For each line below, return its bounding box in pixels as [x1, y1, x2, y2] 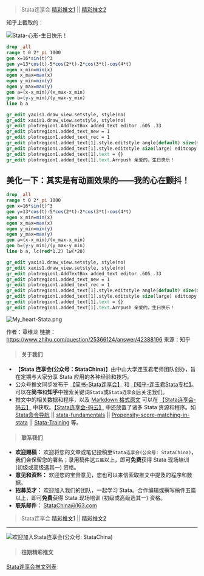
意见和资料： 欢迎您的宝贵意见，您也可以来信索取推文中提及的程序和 [15, 471, 187, 479]
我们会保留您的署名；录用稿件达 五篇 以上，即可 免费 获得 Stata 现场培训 [15, 456, 189, 463]
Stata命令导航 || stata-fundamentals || [15, 411, 110, 419]
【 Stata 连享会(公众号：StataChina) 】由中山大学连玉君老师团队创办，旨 [15, 365, 196, 373]
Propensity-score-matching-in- [111, 411, 190, 419]
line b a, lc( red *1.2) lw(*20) [6, 248, 86, 255]
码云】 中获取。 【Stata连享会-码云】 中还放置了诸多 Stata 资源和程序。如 [15, 404, 196, 411]
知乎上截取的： [6, 19, 44, 26]
